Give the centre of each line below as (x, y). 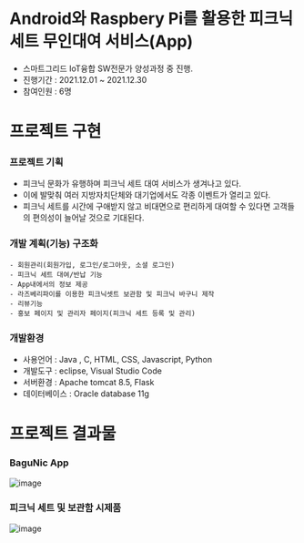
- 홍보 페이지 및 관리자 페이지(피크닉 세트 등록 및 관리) (102, 313)
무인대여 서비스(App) (118, 41)
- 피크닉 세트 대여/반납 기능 (56, 274)
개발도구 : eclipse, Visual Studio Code (92, 371)
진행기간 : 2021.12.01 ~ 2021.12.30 (85, 79)
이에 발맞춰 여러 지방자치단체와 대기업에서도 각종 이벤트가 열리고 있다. (147, 195)
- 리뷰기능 (26, 303)
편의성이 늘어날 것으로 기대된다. (88, 218)
